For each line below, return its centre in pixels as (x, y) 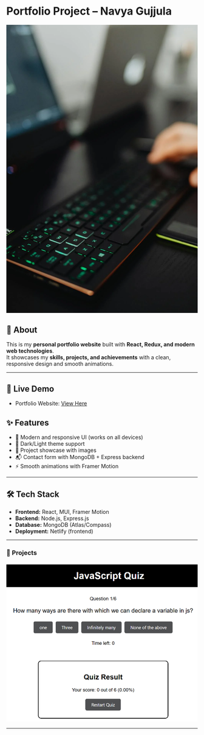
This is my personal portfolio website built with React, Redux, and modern (101, 345)
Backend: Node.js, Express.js (52, 518)
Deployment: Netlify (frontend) (54, 531)
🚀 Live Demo (30, 389)
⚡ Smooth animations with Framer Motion (67, 466)
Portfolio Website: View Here (51, 404)
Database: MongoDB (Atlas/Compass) (63, 524)
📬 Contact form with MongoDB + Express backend (80, 457)
